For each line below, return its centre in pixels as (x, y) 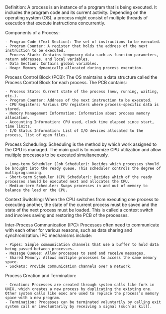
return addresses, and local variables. (48, 59)
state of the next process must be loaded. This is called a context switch (79, 210)
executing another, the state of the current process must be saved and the (81, 205)
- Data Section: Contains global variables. (52, 64)
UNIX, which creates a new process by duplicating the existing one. (79, 289)
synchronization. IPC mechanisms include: (49, 235)
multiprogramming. (24, 173)
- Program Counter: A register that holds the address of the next (77, 46)
